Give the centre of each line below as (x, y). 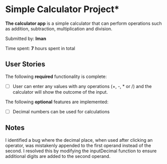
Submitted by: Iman (26, 38)
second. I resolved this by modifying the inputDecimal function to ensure (81, 151)
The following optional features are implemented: (57, 102)
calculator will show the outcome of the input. (60, 92)
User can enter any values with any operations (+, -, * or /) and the (82, 86)
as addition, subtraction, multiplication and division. (59, 28)
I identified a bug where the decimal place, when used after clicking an (79, 140)
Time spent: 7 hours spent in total (40, 48)
